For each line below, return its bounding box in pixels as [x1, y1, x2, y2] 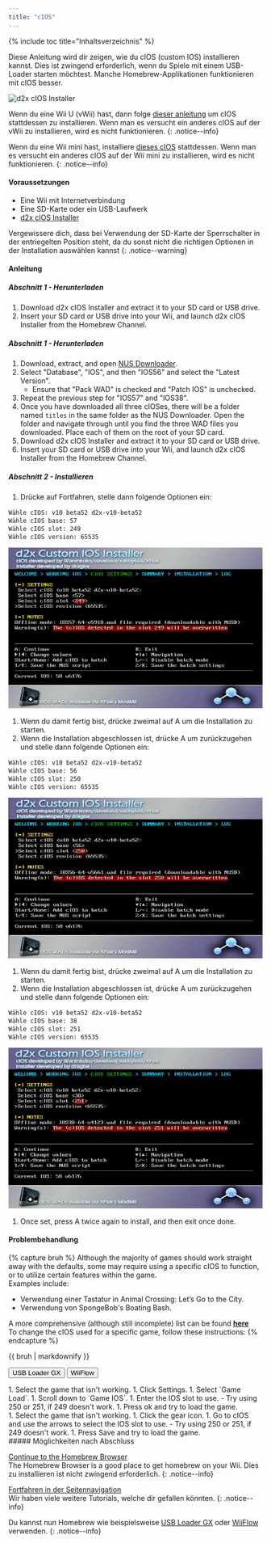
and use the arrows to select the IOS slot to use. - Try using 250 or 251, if [8, 1419, 252, 1428]
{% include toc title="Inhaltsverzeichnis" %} [8, 36, 155, 46]
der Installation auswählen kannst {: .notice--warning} [8, 245, 188, 255]
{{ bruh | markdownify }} [8, 1351, 90, 1361]
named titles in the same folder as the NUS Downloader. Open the [19, 411, 244, 420]
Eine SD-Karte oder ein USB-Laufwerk [19, 204, 148, 213]
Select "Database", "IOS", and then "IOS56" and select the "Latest [19, 368, 240, 377]
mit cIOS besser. [8, 78, 63, 87]
